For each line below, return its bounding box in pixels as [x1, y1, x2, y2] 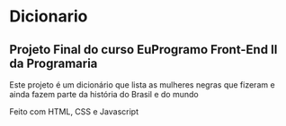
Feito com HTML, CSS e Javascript [9, 106, 139, 117]
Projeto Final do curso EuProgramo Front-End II [9, 42, 278, 57]
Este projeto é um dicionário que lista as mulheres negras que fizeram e [9, 80, 276, 90]
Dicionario [9, 6, 88, 27]
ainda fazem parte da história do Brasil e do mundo [9, 89, 200, 99]
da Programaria [9, 55, 98, 71]
